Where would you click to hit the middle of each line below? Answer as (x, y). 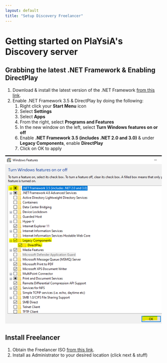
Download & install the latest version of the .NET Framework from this (83, 90)
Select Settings (36, 111)
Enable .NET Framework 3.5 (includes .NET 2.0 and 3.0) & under (87, 138)
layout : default (22, 10)
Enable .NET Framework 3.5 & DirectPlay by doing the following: (78, 100)
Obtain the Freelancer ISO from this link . (53, 350)
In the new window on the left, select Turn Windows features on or (89, 127)
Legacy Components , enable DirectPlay (61, 143)
